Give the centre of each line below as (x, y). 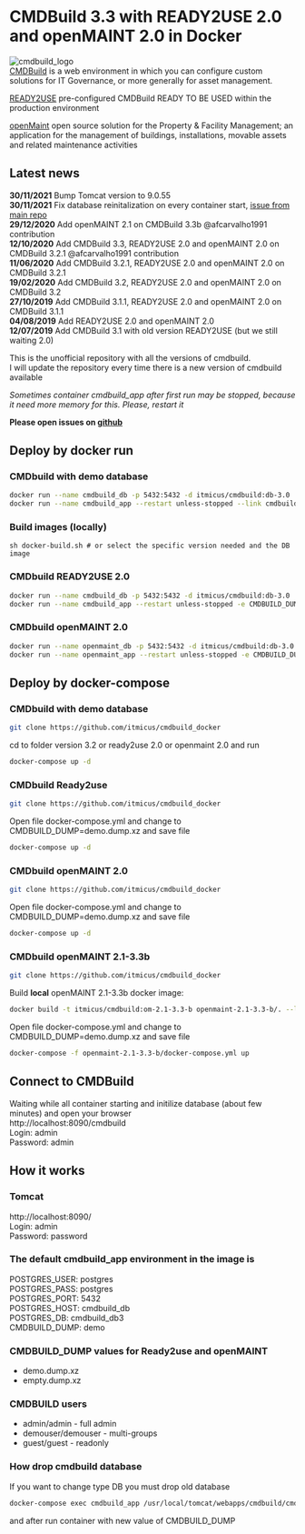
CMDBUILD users (49, 1404)
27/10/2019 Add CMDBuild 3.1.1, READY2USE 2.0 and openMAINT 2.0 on (146, 301)
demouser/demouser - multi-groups (90, 1433)
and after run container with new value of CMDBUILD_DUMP (123, 1520)
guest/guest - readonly (65, 1443)
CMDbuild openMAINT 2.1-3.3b (80, 957)
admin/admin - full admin (69, 1424)
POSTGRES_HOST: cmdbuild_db (70, 1308)
